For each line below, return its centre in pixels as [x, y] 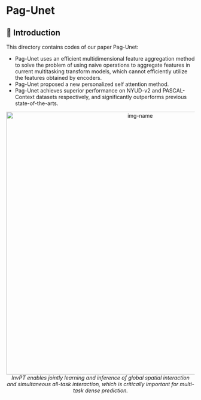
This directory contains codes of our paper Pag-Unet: [72, 47]
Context [25, 97]
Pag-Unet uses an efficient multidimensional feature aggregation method [105, 59]
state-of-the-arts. [36, 103]
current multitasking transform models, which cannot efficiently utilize [101, 71]
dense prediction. [106, 390]
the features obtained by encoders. [58, 78]
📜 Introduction [33, 33]
